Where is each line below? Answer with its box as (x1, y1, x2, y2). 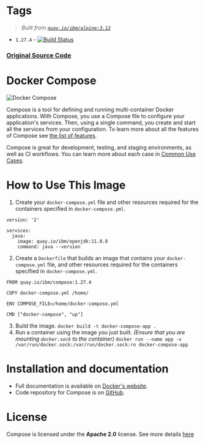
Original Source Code (6, 51, 72, 59)
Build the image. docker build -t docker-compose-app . (15, 322, 157, 329)
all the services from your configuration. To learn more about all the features (6, 125, 199, 132)
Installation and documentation (6, 362, 169, 375)
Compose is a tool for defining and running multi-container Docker (6, 105, 174, 113)
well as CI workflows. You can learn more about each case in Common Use (6, 150, 196, 157)
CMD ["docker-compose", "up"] (6, 311, 84, 317)
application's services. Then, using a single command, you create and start (6, 119, 196, 126)
